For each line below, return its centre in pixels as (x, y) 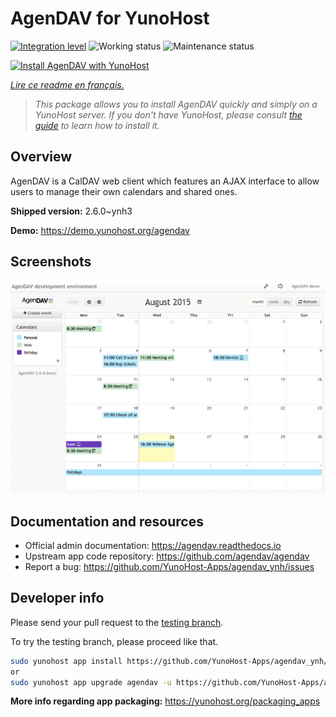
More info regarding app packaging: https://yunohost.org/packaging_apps (165, 701)
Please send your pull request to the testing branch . (117, 622)
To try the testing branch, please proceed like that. (114, 641)
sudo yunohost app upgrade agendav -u (91, 682)
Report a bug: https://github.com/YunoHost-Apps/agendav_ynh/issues (169, 567)
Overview (41, 157)
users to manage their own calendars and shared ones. (124, 191)
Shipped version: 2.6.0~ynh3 (71, 211)
